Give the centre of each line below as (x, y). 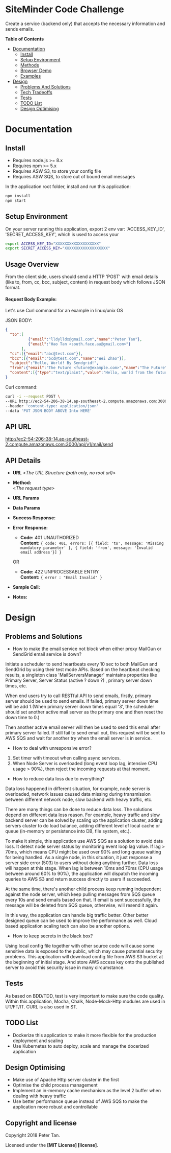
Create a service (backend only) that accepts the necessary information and (85, 24)
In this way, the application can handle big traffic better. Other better (77, 915)
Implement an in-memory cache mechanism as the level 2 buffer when (87, 1091)
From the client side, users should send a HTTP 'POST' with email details (82, 276)
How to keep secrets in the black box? (53, 936)
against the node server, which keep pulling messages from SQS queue (80, 894)
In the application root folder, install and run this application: (68, 186)
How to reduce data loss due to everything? (59, 779)
